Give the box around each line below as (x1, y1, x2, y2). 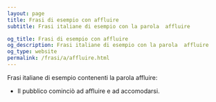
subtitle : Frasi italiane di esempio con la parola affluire (7, 23, 190, 30)
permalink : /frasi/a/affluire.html (7, 54, 110, 62)
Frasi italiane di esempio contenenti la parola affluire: (7, 73, 158, 81)
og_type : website (7, 48, 57, 55)
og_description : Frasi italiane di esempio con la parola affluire (7, 42, 209, 49)
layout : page (7, 10, 45, 17)
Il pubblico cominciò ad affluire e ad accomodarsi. (17, 87, 161, 95)
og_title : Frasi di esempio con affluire (7, 35, 129, 42)
